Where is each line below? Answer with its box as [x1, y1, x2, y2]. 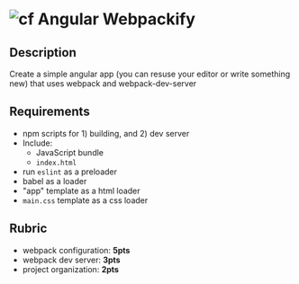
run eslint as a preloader [22, 166, 118, 177]
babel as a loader [22, 175, 87, 186]
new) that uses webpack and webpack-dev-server [9, 78, 197, 89]
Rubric [9, 221, 48, 236]
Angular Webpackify [37, 9, 196, 30]
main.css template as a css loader [22, 194, 149, 206]
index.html [35, 158, 77, 167]
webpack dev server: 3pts [22, 254, 121, 265]
